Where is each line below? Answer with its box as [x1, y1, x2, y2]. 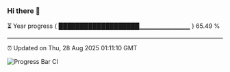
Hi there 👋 [7, 6, 41, 16]
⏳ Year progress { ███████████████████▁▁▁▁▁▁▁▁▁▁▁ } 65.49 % [7, 22, 220, 30]
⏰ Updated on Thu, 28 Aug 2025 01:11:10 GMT [7, 44, 138, 52]
